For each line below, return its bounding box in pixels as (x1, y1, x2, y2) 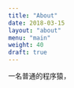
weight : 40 (8, 41, 44, 49)
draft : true (8, 48, 47, 56)
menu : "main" (8, 33, 51, 42)
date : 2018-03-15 (8, 19, 65, 27)
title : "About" (8, 11, 58, 20)
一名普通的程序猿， (8, 71, 71, 80)
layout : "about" (8, 26, 61, 34)
